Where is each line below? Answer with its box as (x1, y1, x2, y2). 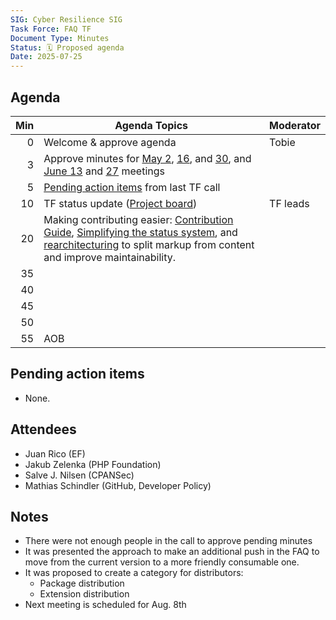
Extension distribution (39, 588, 130, 600)
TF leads (269, 196, 310, 210)
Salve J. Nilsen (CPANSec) (24, 469, 135, 481)
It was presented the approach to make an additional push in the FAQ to (24, 546, 320, 558)
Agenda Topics (114, 118, 189, 132)
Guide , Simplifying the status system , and (43, 225, 238, 239)
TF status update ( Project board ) (43, 196, 198, 210)
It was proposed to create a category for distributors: (24, 567, 244, 579)
